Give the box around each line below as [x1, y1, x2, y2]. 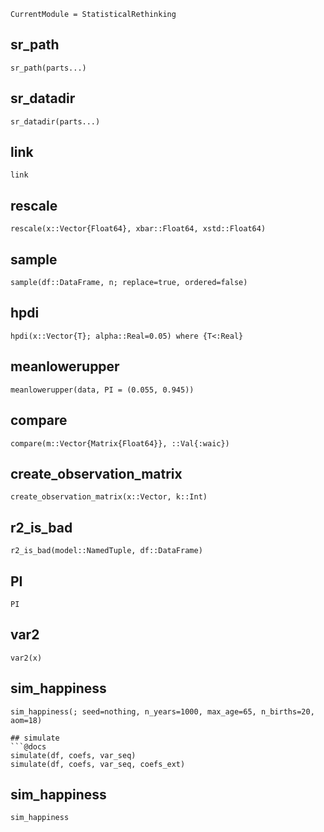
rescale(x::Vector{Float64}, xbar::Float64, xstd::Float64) [10, 224, 267, 234]
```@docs [10, 741, 47, 752]
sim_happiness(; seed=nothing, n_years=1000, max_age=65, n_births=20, [10, 706, 315, 717]
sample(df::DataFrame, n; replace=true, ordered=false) [10, 278, 248, 288]
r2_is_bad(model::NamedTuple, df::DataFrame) [10, 546, 203, 556]
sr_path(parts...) [10, 63, 87, 73]
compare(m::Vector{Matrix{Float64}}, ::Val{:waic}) [10, 438, 230, 449]
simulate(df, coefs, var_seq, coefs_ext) [10, 759, 186, 769]
